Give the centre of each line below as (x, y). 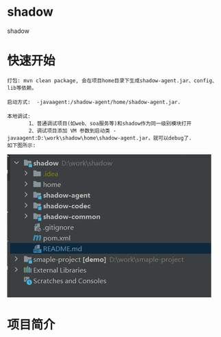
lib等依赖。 (22, 88)
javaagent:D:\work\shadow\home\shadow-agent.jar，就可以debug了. (100, 138)
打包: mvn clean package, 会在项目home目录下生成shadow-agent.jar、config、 (112, 80)
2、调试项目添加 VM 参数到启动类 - (72, 131)
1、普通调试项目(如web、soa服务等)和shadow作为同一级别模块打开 (110, 123)
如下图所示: (22, 145)
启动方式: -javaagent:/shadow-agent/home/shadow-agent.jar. (94, 102)
